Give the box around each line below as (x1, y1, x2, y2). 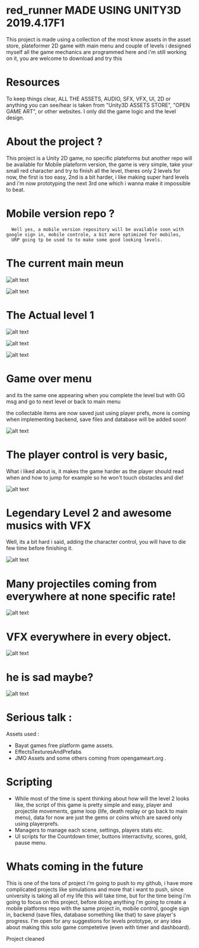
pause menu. (14, 839, 47, 846)
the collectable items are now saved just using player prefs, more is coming (6, 409, 191, 416)
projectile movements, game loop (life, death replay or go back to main (14, 808, 188, 815)
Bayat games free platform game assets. (14, 742, 114, 749)
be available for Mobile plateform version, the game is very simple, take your (6, 161, 193, 168)
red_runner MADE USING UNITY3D (6, 4, 182, 17)
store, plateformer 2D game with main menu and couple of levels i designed (6, 42, 191, 49)
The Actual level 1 (6, 308, 95, 322)
